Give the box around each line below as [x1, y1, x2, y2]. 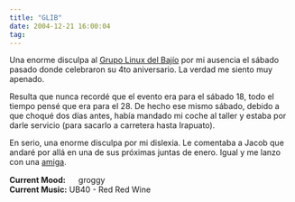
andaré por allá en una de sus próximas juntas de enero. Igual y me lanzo [9, 147, 281, 158]
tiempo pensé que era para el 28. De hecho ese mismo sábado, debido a [9, 101, 280, 112]
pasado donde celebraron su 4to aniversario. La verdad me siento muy [9, 64, 273, 75]
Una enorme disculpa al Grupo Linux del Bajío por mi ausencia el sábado [9, 55, 280, 66]
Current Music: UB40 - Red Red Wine [9, 184, 152, 195]
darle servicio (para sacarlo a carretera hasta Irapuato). [9, 120, 216, 131]
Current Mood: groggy [9, 175, 106, 186]
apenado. [9, 74, 45, 85]
